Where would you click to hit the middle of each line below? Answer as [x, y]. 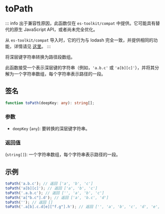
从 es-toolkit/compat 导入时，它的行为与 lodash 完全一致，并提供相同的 [79, 40]
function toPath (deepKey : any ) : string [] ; [50, 103]
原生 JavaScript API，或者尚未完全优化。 [56, 29]
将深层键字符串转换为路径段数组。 [40, 57]
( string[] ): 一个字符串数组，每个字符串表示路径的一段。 [63, 154]
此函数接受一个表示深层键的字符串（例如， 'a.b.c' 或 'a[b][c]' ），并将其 [80, 67]
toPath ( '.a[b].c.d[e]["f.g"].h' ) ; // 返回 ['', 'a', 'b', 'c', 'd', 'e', [83, 207]
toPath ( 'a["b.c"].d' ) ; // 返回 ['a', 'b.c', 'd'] [57, 197]
